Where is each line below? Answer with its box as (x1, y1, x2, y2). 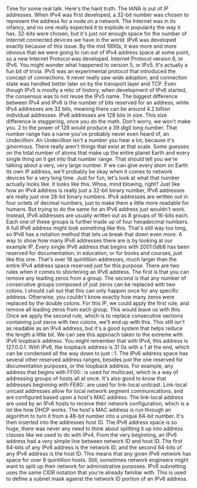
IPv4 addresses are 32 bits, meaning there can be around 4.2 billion (6, 106, 171, 112)
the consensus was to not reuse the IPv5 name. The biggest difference (6, 93, 178, 100)
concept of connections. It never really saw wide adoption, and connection (6, 74, 188, 81)
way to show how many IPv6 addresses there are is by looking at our (6, 237, 173, 244)
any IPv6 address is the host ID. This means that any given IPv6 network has (6, 450, 191, 457)
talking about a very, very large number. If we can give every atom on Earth (6, 162, 188, 169)
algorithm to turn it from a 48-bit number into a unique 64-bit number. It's (6, 412, 184, 420)
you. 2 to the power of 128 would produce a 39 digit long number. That (6, 124, 178, 131)
